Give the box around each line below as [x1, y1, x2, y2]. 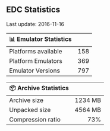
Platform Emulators [9, 56, 62, 65]
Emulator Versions [9, 66, 61, 75]
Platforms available [9, 47, 62, 55]
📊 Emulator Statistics [9, 35, 73, 43]
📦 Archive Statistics [9, 84, 70, 92]
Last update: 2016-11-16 [6, 20, 64, 27]
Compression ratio [9, 115, 61, 123]
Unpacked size [9, 106, 51, 114]
